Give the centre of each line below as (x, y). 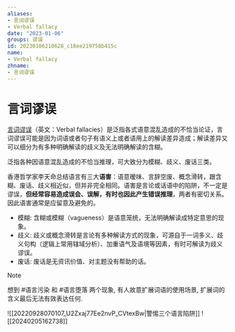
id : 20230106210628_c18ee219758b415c (62, 46)
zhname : (19, 66)
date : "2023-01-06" (36, 33)
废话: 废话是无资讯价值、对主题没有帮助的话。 (84, 261)
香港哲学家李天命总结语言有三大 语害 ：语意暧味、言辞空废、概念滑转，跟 (111, 177)
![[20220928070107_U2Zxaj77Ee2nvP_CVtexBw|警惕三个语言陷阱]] (104, 313)
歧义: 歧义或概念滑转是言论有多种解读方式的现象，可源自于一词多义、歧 (120, 236)
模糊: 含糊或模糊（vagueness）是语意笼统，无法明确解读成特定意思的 (117, 218)
